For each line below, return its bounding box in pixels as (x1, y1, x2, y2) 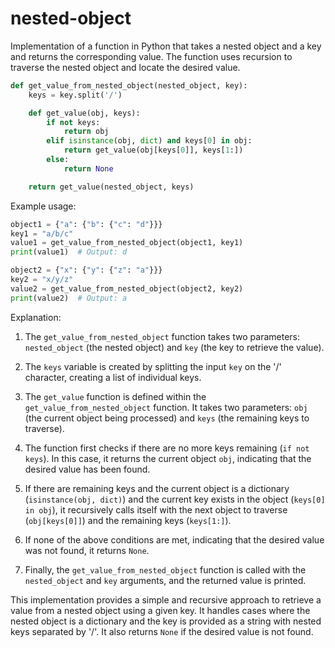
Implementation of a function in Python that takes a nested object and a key (10, 40, 322, 52)
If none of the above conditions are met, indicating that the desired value (24, 533, 325, 546)
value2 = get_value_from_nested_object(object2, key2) (10, 283, 244, 294)
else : (46, 155, 70, 165)
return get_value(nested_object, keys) (28, 182, 195, 192)
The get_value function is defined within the (24, 390, 207, 402)
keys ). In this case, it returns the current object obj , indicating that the (24, 452, 312, 464)
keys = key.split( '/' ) (28, 90, 123, 100)
